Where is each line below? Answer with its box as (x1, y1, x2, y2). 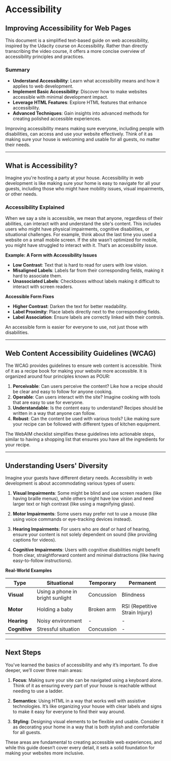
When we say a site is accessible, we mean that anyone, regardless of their (5, 215, 163, 221)
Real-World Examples (5, 568, 52, 574)
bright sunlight (37, 595, 72, 602)
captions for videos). (12, 537, 56, 543)
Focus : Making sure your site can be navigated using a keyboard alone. (12, 677, 163, 683)
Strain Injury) (121, 609, 153, 616)
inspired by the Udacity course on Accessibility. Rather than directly (5, 43, 148, 49)
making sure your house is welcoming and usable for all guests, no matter (5, 136, 160, 143)
